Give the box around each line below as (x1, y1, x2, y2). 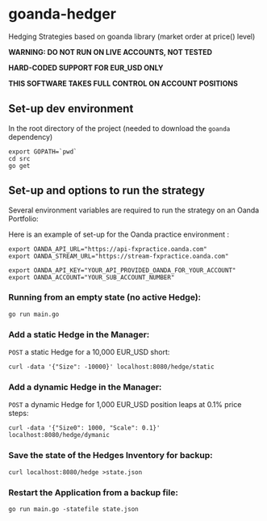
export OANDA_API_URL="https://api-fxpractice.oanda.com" (8, 245, 207, 253)
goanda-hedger (8, 5, 117, 23)
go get (8, 162, 31, 170)
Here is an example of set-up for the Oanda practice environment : (8, 229, 230, 239)
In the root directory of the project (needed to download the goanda (8, 123, 231, 133)
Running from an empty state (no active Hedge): (8, 292, 202, 303)
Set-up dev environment (8, 102, 134, 116)
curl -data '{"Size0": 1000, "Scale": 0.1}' (8, 424, 161, 432)
